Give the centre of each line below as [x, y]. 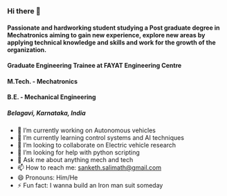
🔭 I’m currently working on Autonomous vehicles [86, 130]
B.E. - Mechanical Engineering [52, 97]
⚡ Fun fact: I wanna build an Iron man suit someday [90, 186]
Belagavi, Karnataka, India [47, 113]
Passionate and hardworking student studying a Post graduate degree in [113, 28]
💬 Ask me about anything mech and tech [75, 160]
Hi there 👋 [24, 11]
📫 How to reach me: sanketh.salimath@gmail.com [89, 168]
